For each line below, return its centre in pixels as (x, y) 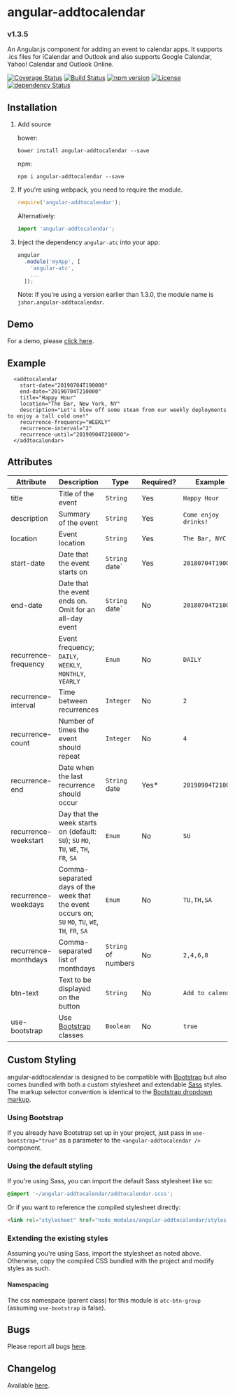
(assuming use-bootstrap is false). (57, 1308)
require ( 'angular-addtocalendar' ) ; (69, 203)
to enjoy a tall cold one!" (48, 416)
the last (71, 776)
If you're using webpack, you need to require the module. (100, 190)
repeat (69, 756)
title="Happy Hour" (48, 398)
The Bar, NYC (205, 538)
